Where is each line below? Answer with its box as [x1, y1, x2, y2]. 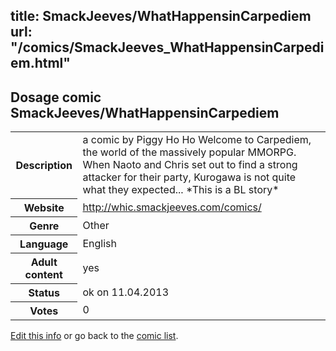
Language [19, 237, 69, 251]
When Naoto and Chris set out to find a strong [82, 158, 298, 172]
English [82, 236, 118, 250]
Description [15, 158, 73, 172]
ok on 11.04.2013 [82, 285, 170, 299]
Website [23, 200, 65, 214]
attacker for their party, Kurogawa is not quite [82, 170, 297, 184]
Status [28, 285, 60, 299]
